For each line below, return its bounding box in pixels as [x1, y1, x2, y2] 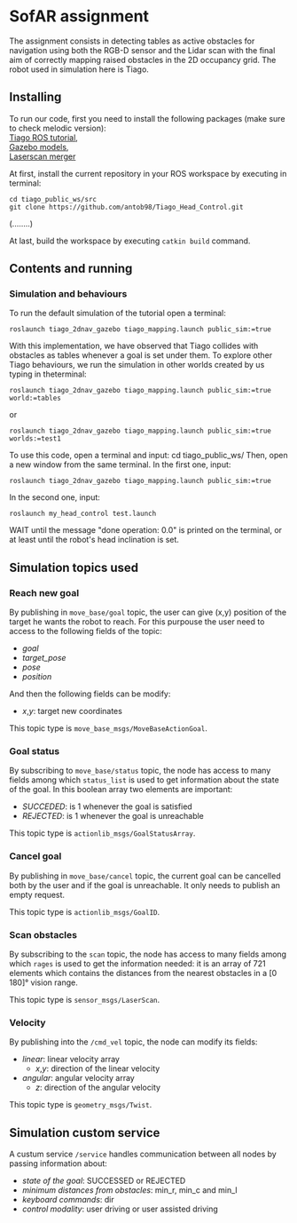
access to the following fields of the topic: [9, 626, 162, 637]
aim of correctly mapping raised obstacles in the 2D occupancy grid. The [9, 54, 277, 65]
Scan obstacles [9, 928, 78, 941]
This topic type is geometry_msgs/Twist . [9, 1100, 152, 1110]
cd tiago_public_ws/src [9, 195, 98, 203]
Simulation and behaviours [9, 288, 128, 300]
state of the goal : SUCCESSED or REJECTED [21, 1175, 186, 1187]
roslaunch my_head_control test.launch [9, 509, 157, 519]
